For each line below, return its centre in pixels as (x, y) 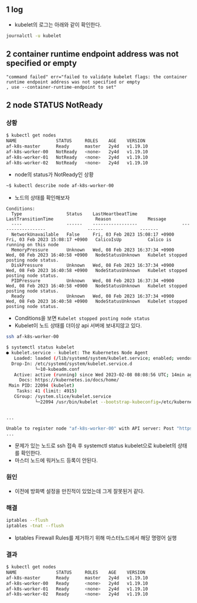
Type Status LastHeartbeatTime (74, 214)
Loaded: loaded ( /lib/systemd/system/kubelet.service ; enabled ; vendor (103, 358)
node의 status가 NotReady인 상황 (54, 175)
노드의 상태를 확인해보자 (42, 198)
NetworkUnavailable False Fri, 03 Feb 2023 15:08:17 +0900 (93, 235)
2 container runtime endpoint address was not (92, 54)
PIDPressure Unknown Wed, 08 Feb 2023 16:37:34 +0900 (93, 281)
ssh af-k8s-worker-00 (33, 337)
